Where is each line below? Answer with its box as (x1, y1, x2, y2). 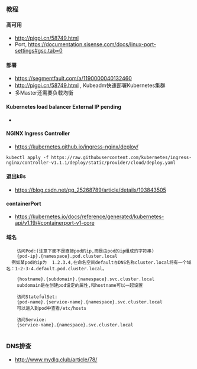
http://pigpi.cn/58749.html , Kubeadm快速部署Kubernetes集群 (14, 82, 166, 89)
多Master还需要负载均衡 (14, 89, 74, 96)
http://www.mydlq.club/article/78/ (14, 356, 98, 363)
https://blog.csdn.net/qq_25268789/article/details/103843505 (14, 186, 167, 193)
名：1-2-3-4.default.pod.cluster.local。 (6, 266, 107, 272)
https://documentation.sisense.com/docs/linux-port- (28, 41, 157, 48)
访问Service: (17, 317, 47, 323)
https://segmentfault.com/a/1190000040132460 (14, 75, 132, 82)
